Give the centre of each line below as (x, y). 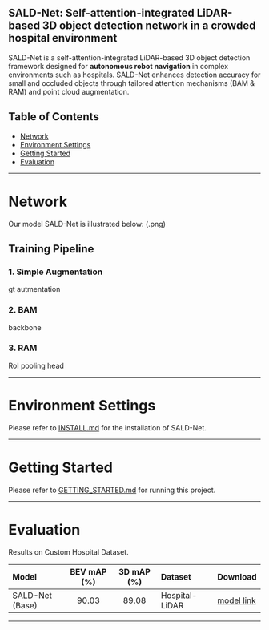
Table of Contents (54, 117)
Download (237, 576)
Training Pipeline (51, 249)
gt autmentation (34, 289)
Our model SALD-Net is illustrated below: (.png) (87, 224)
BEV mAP (88, 571)
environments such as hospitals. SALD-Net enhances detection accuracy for (134, 75)
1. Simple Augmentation (56, 272)
